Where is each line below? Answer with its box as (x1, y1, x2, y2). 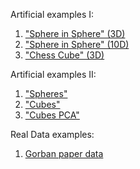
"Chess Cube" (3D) (24, 49, 105, 61)
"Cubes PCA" (24, 109, 80, 121)
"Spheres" (24, 88, 68, 99)
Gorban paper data (24, 148, 104, 159)
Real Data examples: (10, 129, 95, 140)
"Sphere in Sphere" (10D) (24, 39, 130, 50)
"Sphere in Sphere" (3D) (24, 28, 126, 39)
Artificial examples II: (10, 69, 97, 80)
